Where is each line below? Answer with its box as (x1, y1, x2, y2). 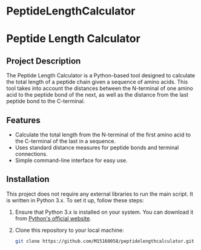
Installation (6, 174, 50, 185)
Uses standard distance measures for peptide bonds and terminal (15, 144, 179, 151)
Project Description (6, 56, 81, 66)
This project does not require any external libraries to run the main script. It (6, 190, 194, 197)
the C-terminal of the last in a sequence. (15, 138, 116, 144)
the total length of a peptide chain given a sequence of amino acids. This (6, 79, 188, 86)
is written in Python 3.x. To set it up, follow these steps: (6, 196, 144, 204)
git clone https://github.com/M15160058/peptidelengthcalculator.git (15, 238, 195, 244)
